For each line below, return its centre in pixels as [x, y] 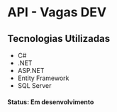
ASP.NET [31, 71]
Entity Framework [43, 78]
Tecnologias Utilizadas [59, 39]
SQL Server [34, 85]
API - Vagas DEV [57, 12]
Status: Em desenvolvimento [51, 102]
